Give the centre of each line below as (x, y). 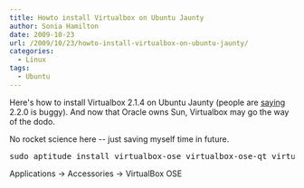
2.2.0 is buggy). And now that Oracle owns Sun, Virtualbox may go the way (149, 112)
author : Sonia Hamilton (54, 26)
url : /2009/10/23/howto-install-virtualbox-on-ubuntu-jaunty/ (129, 43)
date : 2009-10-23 (42, 34)
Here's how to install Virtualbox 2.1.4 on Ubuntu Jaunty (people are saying (147, 102)
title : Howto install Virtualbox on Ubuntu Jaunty (107, 18)
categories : (32, 52)
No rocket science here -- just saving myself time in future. (119, 139)
